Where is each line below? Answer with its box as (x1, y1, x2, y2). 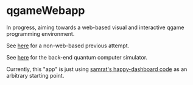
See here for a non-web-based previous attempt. (6, 42, 130, 49)
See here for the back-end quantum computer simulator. (6, 53, 148, 61)
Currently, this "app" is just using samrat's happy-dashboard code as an (6, 65, 188, 73)
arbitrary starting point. (6, 72, 65, 79)
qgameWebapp (6, 4, 85, 18)
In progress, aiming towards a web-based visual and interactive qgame (6, 24, 184, 31)
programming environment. (6, 30, 75, 37)
